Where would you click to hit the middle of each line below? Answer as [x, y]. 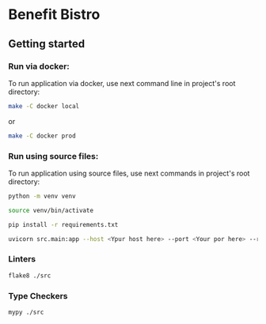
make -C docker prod [42, 136]
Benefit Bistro [54, 15]
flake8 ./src [30, 275]
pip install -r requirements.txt [63, 224]
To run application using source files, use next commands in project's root [129, 173]
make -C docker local [44, 106]
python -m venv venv [42, 196]
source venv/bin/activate [51, 210]
